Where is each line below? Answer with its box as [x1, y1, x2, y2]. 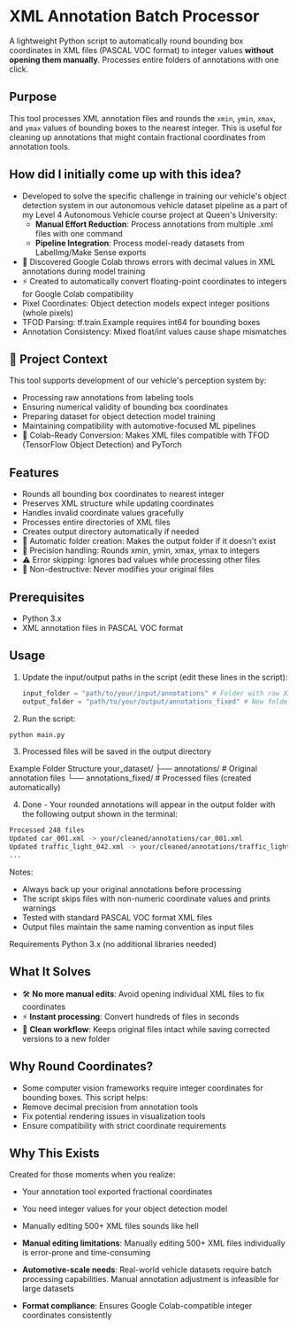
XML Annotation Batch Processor [9, 6, 260, 27]
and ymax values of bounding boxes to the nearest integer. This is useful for [9, 122, 283, 133]
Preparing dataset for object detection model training [21, 411, 216, 422]
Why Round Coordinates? [9, 1059, 153, 1074]
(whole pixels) [21, 307, 73, 318]
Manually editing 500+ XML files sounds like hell [21, 1221, 199, 1232]
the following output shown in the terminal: [21, 809, 179, 820]
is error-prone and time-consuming [21, 1247, 151, 1258]
